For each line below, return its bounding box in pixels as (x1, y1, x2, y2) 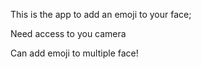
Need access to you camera (10, 28, 127, 39)
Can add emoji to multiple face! (10, 47, 139, 59)
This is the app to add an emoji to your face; (10, 9, 192, 20)
